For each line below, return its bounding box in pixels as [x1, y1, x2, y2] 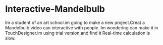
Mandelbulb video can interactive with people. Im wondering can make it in [5, 24, 159, 30]
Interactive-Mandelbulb [5, 3, 105, 15]
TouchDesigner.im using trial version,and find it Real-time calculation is [5, 30, 150, 36]
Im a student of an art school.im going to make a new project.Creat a [5, 20, 145, 25]
